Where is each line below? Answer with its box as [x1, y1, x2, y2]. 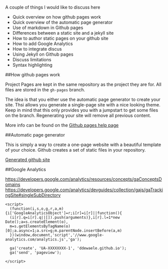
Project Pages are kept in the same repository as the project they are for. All [5, 81, 161, 87]
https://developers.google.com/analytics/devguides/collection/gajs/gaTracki [5, 187, 163, 193]
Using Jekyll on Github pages [12, 51, 74, 57]
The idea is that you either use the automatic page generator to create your [5, 96, 160, 102]
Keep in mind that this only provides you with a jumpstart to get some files [5, 107, 158, 113]
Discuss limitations [12, 57, 52, 62]
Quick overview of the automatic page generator [12, 20, 113, 25]
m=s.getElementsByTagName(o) [10, 224, 71, 229]
